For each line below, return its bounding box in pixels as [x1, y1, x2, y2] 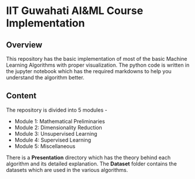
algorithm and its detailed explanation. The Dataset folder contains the [6, 160, 177, 167]
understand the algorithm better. [6, 74, 85, 81]
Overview [6, 40, 43, 50]
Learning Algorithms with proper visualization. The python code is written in [6, 61, 190, 68]
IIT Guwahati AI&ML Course [6, 4, 143, 18]
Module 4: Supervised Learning [14, 136, 92, 143]
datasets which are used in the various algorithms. [6, 166, 128, 173]
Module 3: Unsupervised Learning [14, 130, 97, 137]
